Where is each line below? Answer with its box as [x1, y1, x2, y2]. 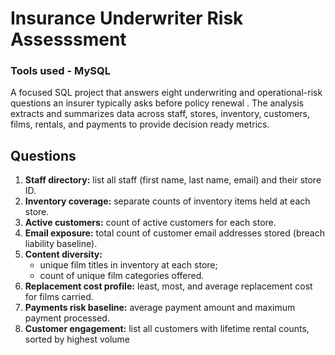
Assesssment [10, 28, 127, 51]
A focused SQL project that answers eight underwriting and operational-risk [10, 87, 323, 99]
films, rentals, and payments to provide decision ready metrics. [10, 118, 270, 131]
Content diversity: [24, 248, 103, 261]
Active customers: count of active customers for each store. [24, 217, 277, 229]
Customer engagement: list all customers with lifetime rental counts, [24, 323, 310, 335]
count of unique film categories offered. [39, 270, 205, 282]
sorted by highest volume [24, 333, 130, 346]
